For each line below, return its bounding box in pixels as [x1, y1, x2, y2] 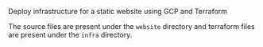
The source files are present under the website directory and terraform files [8, 22, 256, 31]
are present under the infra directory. [8, 31, 133, 39]
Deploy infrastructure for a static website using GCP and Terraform [8, 7, 228, 16]
